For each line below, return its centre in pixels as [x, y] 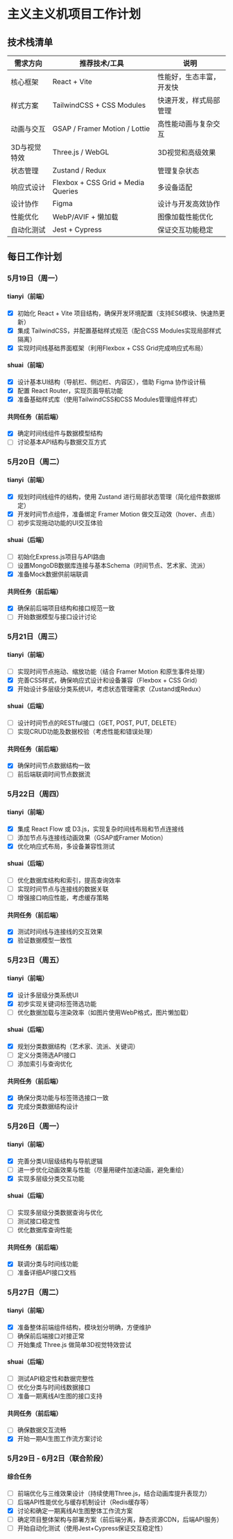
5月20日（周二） [35, 462]
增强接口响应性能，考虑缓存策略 [63, 898]
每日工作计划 [35, 257]
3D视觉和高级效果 [187, 152]
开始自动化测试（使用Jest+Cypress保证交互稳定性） [92, 1528]
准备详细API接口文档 [46, 1273]
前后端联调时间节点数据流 [54, 774]
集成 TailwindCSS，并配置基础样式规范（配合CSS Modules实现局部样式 [119, 330]
